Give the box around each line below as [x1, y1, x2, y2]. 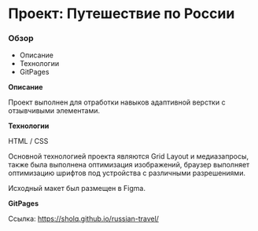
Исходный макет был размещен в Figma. [8, 184, 146, 193]
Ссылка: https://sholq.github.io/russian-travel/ [8, 214, 160, 224]
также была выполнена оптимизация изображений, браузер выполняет [8, 160, 250, 170]
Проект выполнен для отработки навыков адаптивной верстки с [8, 97, 226, 107]
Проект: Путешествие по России [8, 5, 235, 23]
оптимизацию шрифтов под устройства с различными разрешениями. [8, 168, 246, 178]
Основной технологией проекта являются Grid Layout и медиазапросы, [8, 152, 249, 161]
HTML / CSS [8, 137, 49, 146]
